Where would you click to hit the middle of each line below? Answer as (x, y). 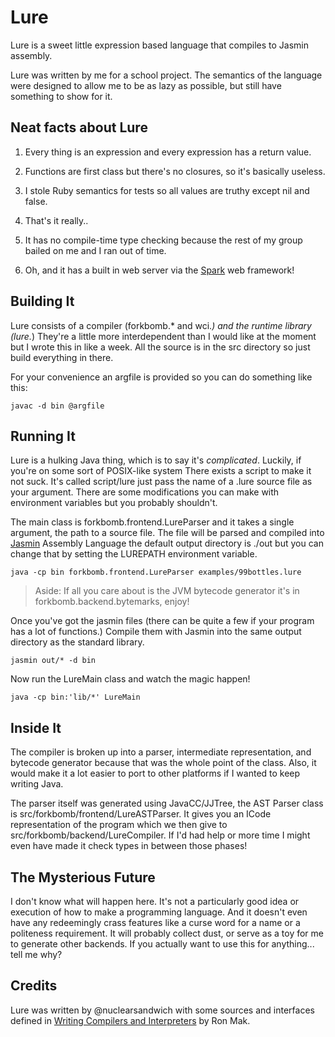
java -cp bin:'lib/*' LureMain (75, 697)
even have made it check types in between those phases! (129, 846)
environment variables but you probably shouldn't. (114, 503)
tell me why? (36, 954)
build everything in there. (62, 357)
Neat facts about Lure (79, 127)
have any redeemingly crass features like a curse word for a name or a (155, 922)
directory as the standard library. (77, 642)
